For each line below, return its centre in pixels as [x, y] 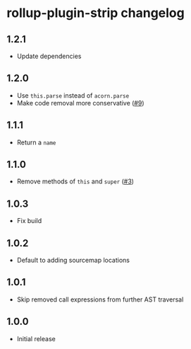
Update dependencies [49, 56]
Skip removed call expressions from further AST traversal [100, 299]
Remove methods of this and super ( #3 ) [75, 181]
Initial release [36, 338]
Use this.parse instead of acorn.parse [73, 95]
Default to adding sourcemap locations [73, 261]
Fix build [29, 221]
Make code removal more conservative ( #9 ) [81, 103]
